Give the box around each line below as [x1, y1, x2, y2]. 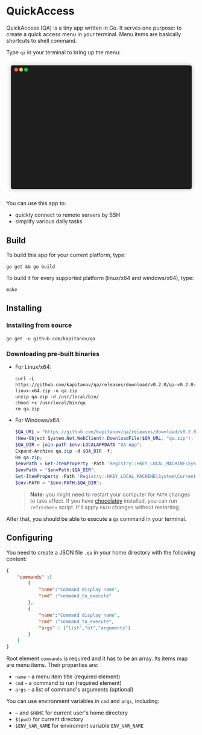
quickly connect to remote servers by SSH [14, 211, 121, 218]
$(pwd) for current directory [14, 716, 84, 723]
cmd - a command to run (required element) [14, 679, 122, 687]
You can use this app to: [6, 200, 66, 207]
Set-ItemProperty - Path [14, 474, 75, 480]
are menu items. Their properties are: [6, 661, 99, 669]
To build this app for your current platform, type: [6, 252, 126, 259]
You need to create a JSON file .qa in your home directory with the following [6, 549, 196, 556]
